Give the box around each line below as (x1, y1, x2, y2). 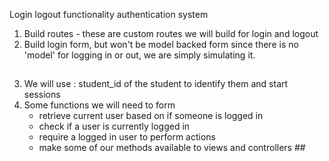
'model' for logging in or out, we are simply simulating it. (23, 49, 256, 61)
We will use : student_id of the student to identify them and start (23, 78, 289, 90)
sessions (23, 89, 61, 101)
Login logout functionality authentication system (9, 9, 209, 20)
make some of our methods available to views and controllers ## (38, 142, 306, 154)
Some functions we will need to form (23, 99, 176, 111)
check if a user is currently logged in (38, 120, 191, 133)
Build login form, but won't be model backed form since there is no (23, 39, 299, 50)
